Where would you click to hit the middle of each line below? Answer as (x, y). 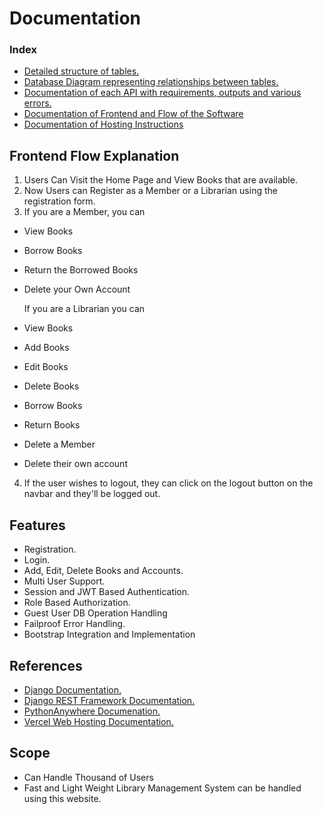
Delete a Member (59, 444)
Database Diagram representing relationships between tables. (151, 82)
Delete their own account (75, 464)
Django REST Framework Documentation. (109, 700)
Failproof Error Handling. (74, 624)
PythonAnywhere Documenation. (92, 711)
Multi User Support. (64, 581)
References (46, 665)
